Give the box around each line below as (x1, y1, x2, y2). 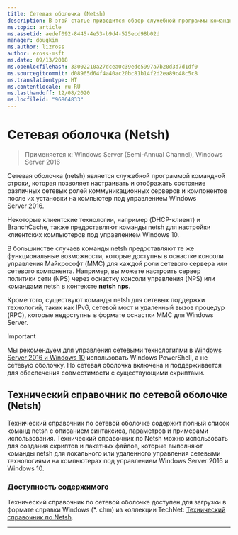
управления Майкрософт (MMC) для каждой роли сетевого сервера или (7, 259, 228, 267)
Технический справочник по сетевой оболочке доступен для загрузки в (7, 498, 227, 507)
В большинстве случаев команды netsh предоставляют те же (7, 244, 195, 253)
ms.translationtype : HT (7, 76, 78, 84)
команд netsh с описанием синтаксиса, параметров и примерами (7, 426, 209, 435)
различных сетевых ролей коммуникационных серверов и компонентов (7, 186, 228, 195)
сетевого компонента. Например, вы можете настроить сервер (7, 267, 201, 275)
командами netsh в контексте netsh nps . (7, 282, 131, 290)
